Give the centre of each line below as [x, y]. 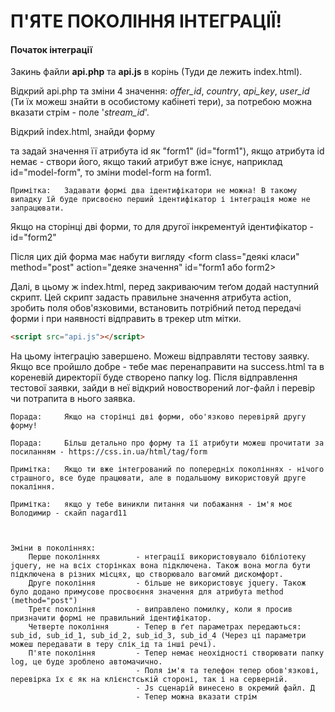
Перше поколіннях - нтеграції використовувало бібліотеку [167, 557]
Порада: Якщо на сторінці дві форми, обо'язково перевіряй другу [158, 417]
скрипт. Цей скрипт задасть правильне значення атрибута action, [151, 297]
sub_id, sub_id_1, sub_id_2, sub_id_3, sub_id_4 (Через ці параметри [158, 636]
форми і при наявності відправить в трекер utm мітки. [126, 319]
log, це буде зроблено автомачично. [86, 662]
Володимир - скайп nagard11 [69, 513]
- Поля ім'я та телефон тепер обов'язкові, [227, 671]
